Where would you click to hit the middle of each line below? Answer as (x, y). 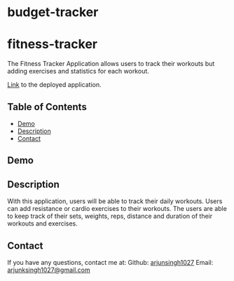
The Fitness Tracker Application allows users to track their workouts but (111, 64)
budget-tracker (53, 12)
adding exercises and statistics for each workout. (78, 71)
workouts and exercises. (43, 224)
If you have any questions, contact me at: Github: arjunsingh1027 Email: (110, 262)
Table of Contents (47, 107)
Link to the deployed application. (54, 85)
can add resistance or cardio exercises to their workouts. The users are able (117, 209)
